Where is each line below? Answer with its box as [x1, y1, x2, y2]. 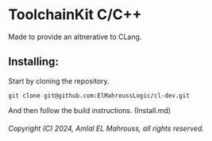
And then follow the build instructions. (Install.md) [8, 105, 172, 115]
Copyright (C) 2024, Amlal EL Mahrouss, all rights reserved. [8, 123, 205, 133]
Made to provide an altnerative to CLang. [8, 32, 142, 41]
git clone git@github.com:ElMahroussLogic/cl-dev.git [8, 92, 191, 100]
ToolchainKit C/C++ [8, 6, 142, 24]
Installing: [8, 55, 60, 69]
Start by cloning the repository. [8, 76, 110, 85]
